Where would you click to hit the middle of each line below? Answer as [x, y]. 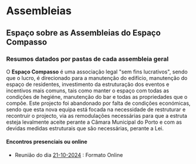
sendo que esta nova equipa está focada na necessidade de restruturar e [96, 109]
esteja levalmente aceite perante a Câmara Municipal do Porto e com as [94, 122]
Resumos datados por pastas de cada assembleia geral [88, 59]
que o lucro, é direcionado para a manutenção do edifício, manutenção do [97, 78]
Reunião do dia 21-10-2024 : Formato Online [69, 155]
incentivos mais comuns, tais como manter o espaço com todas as [88, 91]
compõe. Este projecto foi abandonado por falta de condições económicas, [99, 103]
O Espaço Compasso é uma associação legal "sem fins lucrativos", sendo [97, 72]
